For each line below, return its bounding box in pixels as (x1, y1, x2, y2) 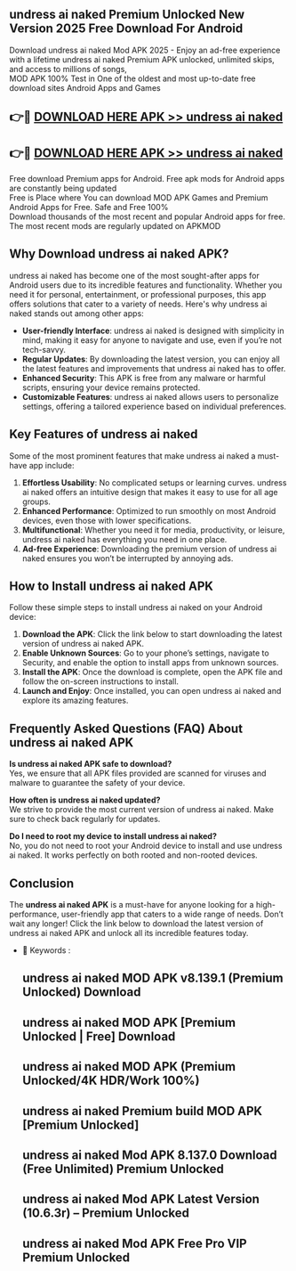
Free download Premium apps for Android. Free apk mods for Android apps (9, 174, 285, 184)
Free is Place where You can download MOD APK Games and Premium (9, 192, 268, 203)
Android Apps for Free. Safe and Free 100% (9, 202, 169, 213)
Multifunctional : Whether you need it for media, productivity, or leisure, (21, 525, 285, 535)
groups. (21, 496, 52, 507)
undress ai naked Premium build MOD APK (21, 1104, 263, 1119)
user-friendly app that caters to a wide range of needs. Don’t (60, 908, 284, 920)
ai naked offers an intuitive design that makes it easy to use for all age (21, 486, 278, 497)
